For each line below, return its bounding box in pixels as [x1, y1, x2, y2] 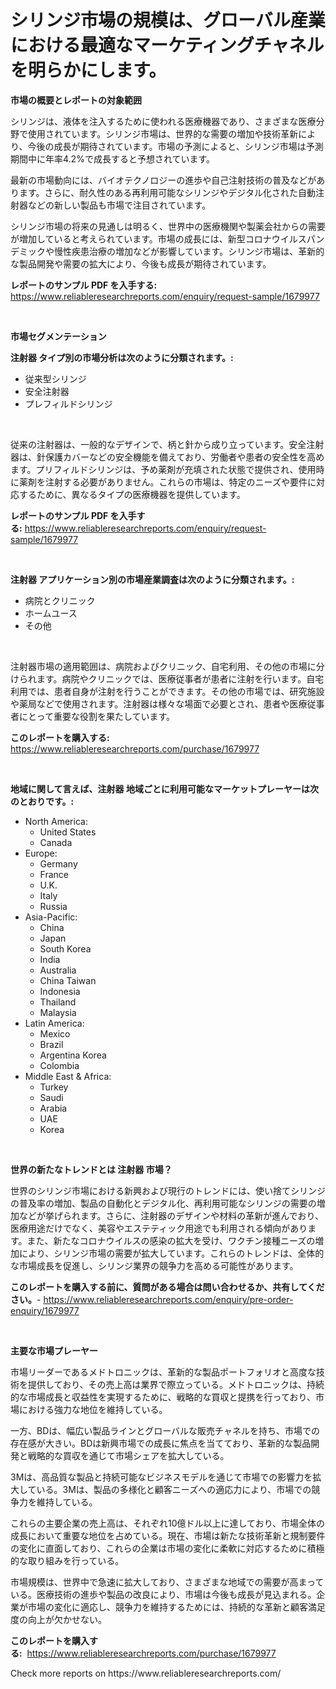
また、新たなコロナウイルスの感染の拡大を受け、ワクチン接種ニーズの [26, 1234, 316, 1246]
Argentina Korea [39, 1049, 107, 1061]
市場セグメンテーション [10, 330, 107, 342]
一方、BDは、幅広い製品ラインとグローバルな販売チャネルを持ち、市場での [10, 1424, 320, 1436]
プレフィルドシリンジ [24, 397, 113, 410]
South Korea [39, 942, 92, 955]
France [39, 868, 70, 880]
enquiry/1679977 [10, 1304, 80, 1316]
